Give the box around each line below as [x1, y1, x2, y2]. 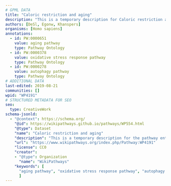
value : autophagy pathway [14, 69, 70, 74]
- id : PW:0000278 [10, 64, 47, 69]
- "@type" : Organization [14, 154, 67, 160]
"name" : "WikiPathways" [18, 159, 70, 164]
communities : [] [5, 88, 40, 93]
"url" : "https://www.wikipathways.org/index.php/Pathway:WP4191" [14, 140, 156, 145]
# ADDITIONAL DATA [5, 78, 44, 84]
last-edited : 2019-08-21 [5, 83, 58, 88]
